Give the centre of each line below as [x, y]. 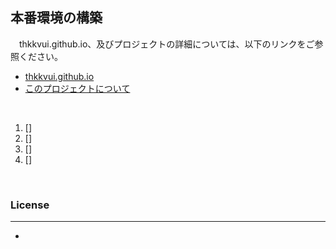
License [30, 205]
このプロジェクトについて [77, 88]
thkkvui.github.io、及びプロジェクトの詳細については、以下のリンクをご [166, 44]
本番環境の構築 [56, 18]
